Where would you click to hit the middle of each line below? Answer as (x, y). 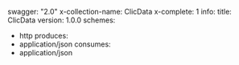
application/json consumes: (65, 44)
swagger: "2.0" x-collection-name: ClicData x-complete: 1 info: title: (120, 12)
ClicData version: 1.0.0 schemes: (62, 20)
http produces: (44, 36)
